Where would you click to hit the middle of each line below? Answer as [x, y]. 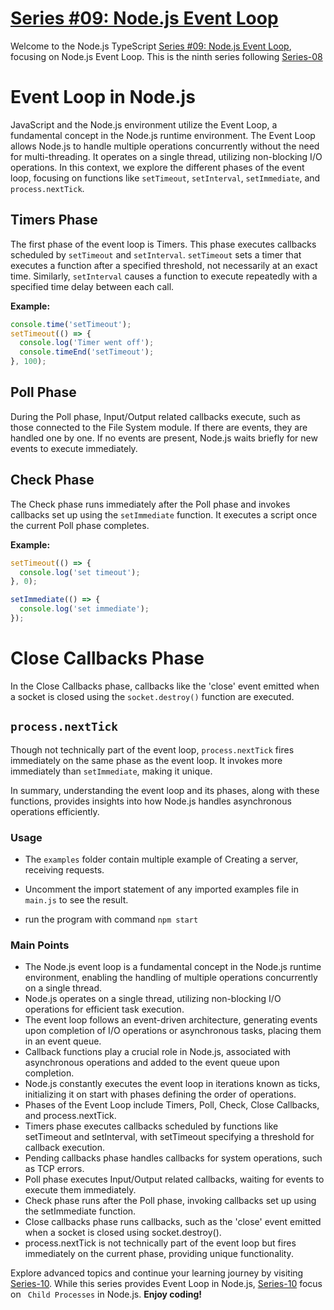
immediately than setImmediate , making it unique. [111, 771]
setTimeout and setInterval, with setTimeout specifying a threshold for [169, 1137]
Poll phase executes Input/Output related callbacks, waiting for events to [174, 1179]
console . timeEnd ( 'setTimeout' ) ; [87, 352]
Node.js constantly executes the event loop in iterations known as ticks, [172, 1084]
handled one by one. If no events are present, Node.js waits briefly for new [164, 438]
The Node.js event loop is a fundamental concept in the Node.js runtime [173, 967]
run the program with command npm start [111, 919]
